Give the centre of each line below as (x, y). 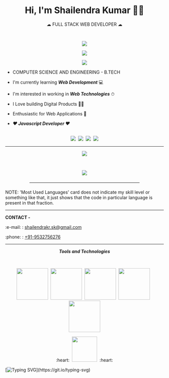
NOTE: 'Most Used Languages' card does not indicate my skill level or (77, 192)
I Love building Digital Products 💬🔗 (48, 104)
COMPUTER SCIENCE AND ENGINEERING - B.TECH (66, 72)
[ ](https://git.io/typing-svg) (48, 369)
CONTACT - (18, 217)
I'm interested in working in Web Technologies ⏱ (63, 94)
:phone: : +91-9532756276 (33, 237)
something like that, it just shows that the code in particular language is (79, 197)
